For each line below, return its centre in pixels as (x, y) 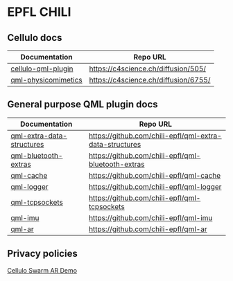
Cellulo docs (35, 38)
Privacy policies (42, 254)
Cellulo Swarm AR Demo (42, 270)
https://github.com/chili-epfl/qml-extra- (155, 136)
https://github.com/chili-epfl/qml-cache (155, 175)
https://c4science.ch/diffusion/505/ (148, 69)
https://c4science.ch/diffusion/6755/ (150, 80)
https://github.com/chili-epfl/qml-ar (148, 229)
